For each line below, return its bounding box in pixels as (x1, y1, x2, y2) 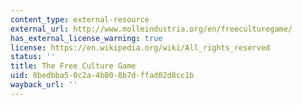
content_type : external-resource (10, 14, 150, 25)
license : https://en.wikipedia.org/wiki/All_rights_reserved (10, 42, 271, 53)
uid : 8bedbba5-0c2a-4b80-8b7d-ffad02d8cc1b (10, 71, 195, 81)
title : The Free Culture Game (10, 61, 137, 71)
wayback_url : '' (10, 80, 78, 90)
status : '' (10, 52, 56, 62)
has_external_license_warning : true (10, 33, 163, 43)
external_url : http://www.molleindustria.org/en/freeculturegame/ (10, 24, 293, 34)
